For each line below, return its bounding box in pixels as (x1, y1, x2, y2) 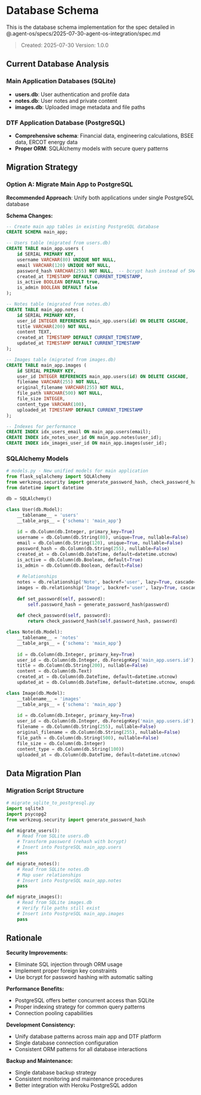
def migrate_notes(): (6, 861, 60, 867)
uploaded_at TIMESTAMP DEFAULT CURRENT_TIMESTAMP (17, 407, 144, 413)
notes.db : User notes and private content (14, 97, 118, 104)
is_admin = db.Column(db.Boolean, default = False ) (17, 563, 144, 569)
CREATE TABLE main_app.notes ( (6, 307, 84, 313)
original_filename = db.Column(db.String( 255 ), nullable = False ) (17, 730, 181, 736)
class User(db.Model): (6, 506, 63, 513)
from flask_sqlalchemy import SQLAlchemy (6, 474, 111, 480)
